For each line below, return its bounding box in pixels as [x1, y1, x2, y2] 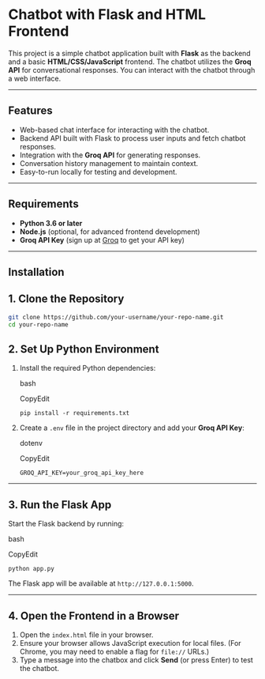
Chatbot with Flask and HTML [8, 6, 207, 24]
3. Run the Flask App [8, 498, 112, 511]
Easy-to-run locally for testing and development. [19, 167, 177, 176]
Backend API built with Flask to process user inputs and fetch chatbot [19, 133, 246, 143]
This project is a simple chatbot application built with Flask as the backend [8, 48, 251, 58]
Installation [8, 265, 65, 278]
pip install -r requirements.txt [19, 409, 130, 417]
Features [8, 104, 53, 118]
